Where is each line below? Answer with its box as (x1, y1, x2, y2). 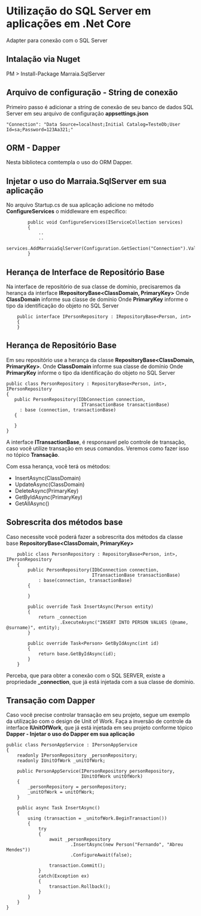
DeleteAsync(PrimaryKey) (14, 487, 79, 494)
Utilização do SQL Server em (6, 4, 151, 18)
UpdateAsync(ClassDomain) (14, 481, 85, 488)
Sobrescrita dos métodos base (6, 517, 123, 528)
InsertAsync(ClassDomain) (14, 474, 81, 481)
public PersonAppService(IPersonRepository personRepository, (17, 769, 175, 775)
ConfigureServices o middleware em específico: (6, 208, 127, 215)
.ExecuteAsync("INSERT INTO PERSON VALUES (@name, (59, 619, 188, 625)
